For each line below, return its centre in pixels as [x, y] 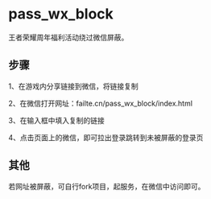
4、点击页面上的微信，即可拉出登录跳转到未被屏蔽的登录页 [106, 137]
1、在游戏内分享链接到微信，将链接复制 [73, 86]
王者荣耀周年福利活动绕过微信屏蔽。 [68, 37]
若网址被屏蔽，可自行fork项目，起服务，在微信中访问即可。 [107, 186]
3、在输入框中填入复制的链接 [56, 120]
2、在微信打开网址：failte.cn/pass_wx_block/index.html [101, 103]
